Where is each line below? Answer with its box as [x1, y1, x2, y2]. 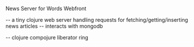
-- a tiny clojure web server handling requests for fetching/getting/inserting [5, 16, 188, 23]
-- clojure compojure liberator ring [5, 34, 89, 41]
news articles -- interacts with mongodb [5, 23, 103, 29]
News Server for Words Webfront [5, 5, 87, 12]
